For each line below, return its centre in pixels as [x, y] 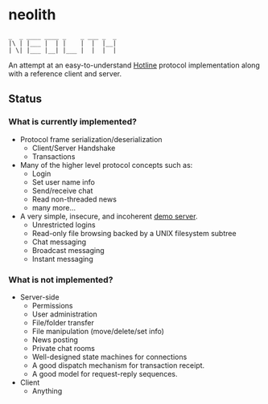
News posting [55, 340]
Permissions [52, 305]
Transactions [54, 156]
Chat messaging [59, 242]
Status [25, 99]
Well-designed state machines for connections [109, 357]
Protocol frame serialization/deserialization [91, 139]
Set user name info [63, 182]
